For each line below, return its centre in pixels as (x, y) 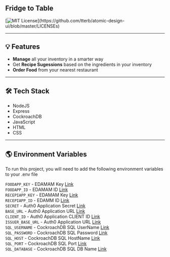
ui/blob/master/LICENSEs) (32, 26)
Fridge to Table (29, 8)
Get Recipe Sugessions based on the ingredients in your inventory (82, 64)
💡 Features (23, 47)
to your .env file (22, 174)
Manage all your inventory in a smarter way (58, 59)
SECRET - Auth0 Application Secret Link (46, 206)
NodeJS (21, 106)
